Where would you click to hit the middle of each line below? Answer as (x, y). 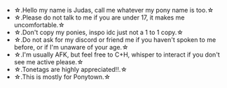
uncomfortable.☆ (39, 25)
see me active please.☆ (49, 62)
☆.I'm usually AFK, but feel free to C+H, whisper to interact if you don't (117, 54)
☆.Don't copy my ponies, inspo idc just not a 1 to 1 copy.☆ (98, 32)
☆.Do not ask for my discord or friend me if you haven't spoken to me (115, 40)
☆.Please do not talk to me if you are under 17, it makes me (99, 17)
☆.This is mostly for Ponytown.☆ (62, 77)
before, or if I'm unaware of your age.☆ (71, 47)
